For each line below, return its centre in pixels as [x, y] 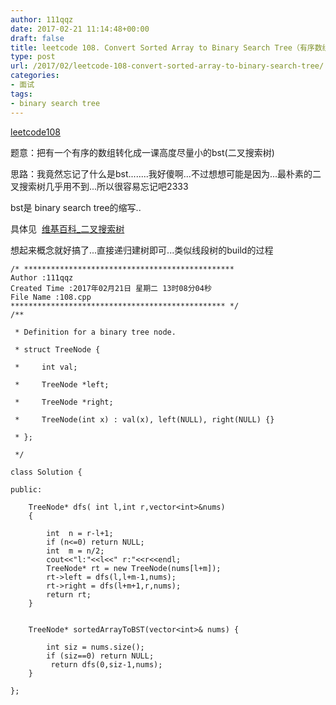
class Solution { [46, 472]
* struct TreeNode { [57, 349]
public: [26, 489]
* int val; [46, 367]
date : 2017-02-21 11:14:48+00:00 [80, 29]
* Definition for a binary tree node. [95, 332]
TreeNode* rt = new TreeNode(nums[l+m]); [134, 568]
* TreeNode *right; [64, 402]
